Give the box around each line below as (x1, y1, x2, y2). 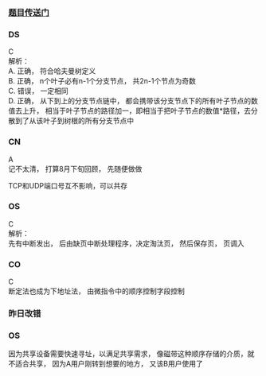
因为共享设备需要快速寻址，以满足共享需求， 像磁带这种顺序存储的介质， (8, 349, 248, 359)
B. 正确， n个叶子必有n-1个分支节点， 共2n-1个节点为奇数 (8, 76, 197, 86)
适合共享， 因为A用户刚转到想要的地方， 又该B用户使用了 (14, 359, 203, 369)
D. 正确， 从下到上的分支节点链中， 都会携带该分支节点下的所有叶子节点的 (8, 96, 252, 106)
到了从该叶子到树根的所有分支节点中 (14, 116, 134, 126)
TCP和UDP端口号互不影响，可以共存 (8, 180, 128, 190)
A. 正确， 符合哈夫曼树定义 (8, 66, 96, 76)
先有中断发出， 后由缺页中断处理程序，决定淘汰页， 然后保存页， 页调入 (8, 238, 244, 248)
